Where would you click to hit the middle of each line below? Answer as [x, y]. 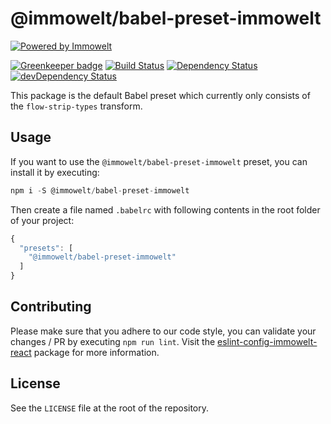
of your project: [42, 220]
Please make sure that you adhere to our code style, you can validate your [163, 331]
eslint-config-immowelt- [267, 341]
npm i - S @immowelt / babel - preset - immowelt [100, 190]
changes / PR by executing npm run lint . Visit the [113, 341]
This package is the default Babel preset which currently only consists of [160, 95]
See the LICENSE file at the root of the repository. [110, 408]
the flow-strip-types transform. [76, 106]
